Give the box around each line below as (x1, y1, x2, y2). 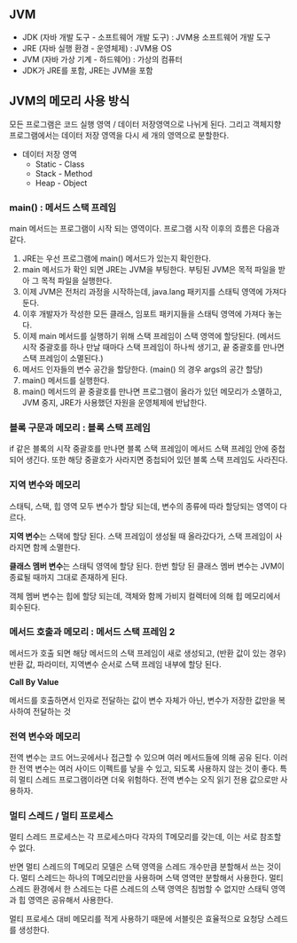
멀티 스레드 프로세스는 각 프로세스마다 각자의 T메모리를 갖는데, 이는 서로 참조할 (9, 831, 282, 842)
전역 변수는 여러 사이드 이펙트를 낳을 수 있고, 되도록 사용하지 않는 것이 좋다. (18, 763, 278, 774)
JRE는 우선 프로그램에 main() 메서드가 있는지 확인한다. (21, 253, 211, 263)
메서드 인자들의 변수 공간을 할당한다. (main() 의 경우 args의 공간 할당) (21, 364, 263, 374)
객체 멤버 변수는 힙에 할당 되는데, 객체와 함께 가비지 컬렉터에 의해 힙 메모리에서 (9, 590, 281, 601)
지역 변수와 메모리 (9, 479, 82, 491)
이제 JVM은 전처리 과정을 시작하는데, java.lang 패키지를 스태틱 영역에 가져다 (21, 286, 287, 296)
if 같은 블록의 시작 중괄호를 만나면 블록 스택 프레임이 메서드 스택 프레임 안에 (9, 444, 269, 454)
